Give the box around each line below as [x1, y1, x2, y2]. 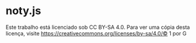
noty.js [5, 4, 41, 18]
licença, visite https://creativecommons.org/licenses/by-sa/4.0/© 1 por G [5, 29, 187, 37]
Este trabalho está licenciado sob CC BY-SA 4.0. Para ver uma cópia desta [5, 24, 190, 31]
